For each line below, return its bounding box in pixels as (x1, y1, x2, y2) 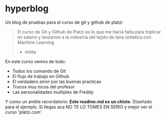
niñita (24, 49, 36, 55)
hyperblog (5, 3, 49, 14)
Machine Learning (17, 39, 54, 45)
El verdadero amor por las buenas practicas (12, 79, 101, 84)
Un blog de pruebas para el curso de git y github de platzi (5, 19, 123, 25)
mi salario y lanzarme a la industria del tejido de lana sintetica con (17, 34, 152, 40)
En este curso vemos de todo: (5, 58, 66, 64)
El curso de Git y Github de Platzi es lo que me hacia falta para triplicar (17, 29, 161, 35)
